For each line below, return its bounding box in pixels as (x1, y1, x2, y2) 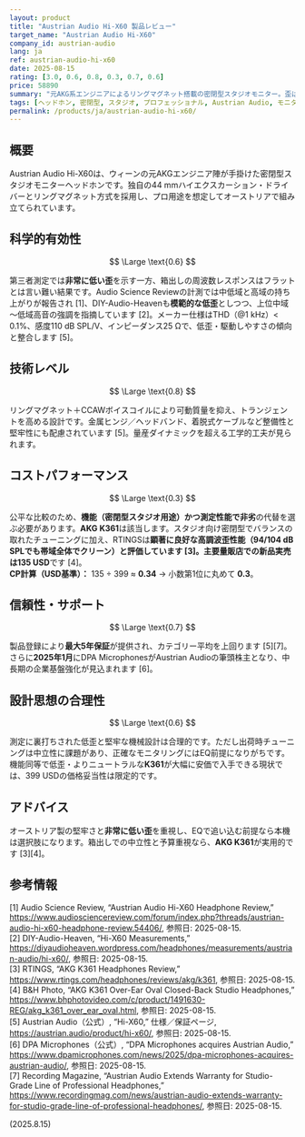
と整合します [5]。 (9, 331, 79, 342)
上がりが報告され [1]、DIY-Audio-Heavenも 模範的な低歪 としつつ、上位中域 (9, 297, 289, 308)
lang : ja (9, 47, 43, 56)
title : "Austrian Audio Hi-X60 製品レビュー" (9, 22, 177, 31)
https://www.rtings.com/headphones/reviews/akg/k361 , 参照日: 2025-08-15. (9, 974, 296, 985)
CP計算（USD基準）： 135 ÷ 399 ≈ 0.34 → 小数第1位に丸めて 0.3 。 (9, 568, 259, 579)
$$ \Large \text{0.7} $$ (108, 622, 197, 633)
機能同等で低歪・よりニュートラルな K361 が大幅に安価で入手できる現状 (9, 759, 275, 770)
